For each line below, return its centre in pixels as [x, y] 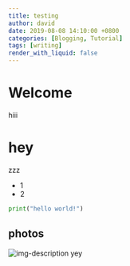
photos [26, 234]
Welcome [40, 93]
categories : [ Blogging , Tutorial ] [66, 38]
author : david [32, 23]
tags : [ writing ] [35, 46]
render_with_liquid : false [53, 53]
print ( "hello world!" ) [46, 209]
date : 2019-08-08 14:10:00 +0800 [64, 31]
